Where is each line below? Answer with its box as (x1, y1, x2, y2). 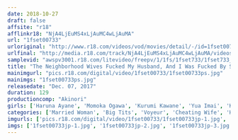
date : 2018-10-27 (7, 10, 59, 18)
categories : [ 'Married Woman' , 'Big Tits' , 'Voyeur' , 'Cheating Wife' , (7, 109, 223, 116)
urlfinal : (7, 50, 37, 57)
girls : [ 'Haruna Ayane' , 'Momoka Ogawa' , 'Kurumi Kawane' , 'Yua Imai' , (7, 103, 223, 110)
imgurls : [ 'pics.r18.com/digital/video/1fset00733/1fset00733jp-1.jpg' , (7, 115, 227, 122)
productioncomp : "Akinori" (7, 96, 87, 103)
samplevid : (7, 57, 40, 64)
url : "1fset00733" (7, 37, 62, 44)
